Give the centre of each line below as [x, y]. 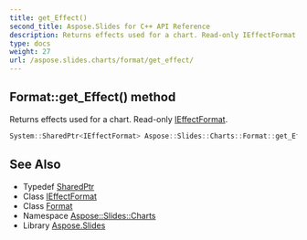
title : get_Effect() [49, 18]
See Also [35, 165]
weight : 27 [30, 52]
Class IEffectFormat [60, 196]
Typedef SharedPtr [58, 186]
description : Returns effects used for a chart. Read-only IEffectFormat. [155, 35]
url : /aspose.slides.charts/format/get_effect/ [102, 60]
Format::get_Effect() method [93, 97]
